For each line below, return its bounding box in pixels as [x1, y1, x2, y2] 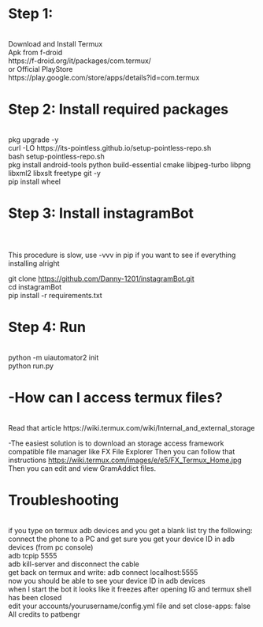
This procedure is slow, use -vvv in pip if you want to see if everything [8, 250, 236, 259]
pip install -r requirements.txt [8, 290, 102, 300]
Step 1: [8, 5, 54, 23]
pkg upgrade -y [8, 135, 59, 144]
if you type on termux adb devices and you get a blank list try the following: [8, 525, 254, 535]
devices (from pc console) [8, 542, 94, 552]
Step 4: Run [8, 318, 87, 336]
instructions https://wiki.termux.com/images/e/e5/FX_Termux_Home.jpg [8, 455, 242, 465]
